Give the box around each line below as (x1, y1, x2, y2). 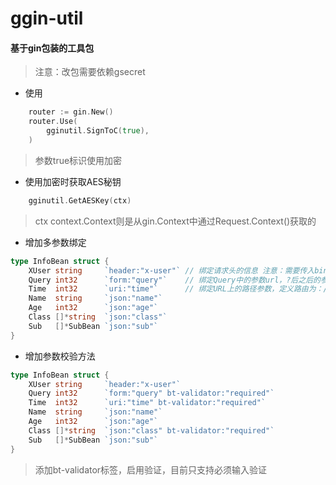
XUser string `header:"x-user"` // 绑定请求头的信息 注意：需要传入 (28, 265, 315, 276)
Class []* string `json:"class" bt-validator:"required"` (28, 425, 275, 436)
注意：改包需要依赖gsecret (34, 66, 146, 78)
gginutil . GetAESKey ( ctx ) (28, 195, 132, 206)
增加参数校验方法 (24, 350, 96, 362)
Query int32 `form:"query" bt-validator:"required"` (28, 388, 275, 399)
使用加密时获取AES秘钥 (24, 175, 122, 187)
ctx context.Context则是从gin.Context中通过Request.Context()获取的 (34, 215, 317, 227)
